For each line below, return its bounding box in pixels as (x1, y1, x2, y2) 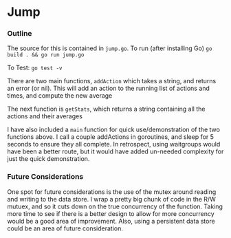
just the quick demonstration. (7, 155, 90, 163)
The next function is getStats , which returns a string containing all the (7, 105, 206, 113)
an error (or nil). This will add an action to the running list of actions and (7, 84, 210, 93)
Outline (7, 29, 32, 39)
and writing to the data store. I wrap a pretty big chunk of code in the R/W (7, 195, 217, 203)
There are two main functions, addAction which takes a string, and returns (7, 77, 217, 85)
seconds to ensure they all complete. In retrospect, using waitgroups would (7, 140, 221, 149)
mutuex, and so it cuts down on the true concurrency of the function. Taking (7, 202, 223, 210)
